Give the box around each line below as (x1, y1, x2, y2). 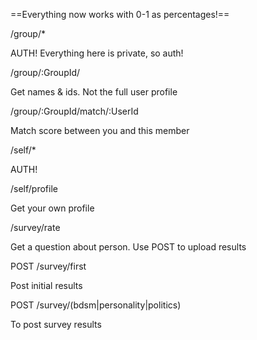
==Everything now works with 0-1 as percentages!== (10, 9, 230, 20)
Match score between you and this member (10, 125, 190, 136)
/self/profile (10, 183, 58, 194)
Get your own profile (10, 202, 95, 214)
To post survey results (10, 319, 102, 330)
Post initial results (10, 280, 83, 291)
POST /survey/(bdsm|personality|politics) (10, 299, 182, 311)
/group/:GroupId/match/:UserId (10, 105, 139, 117)
